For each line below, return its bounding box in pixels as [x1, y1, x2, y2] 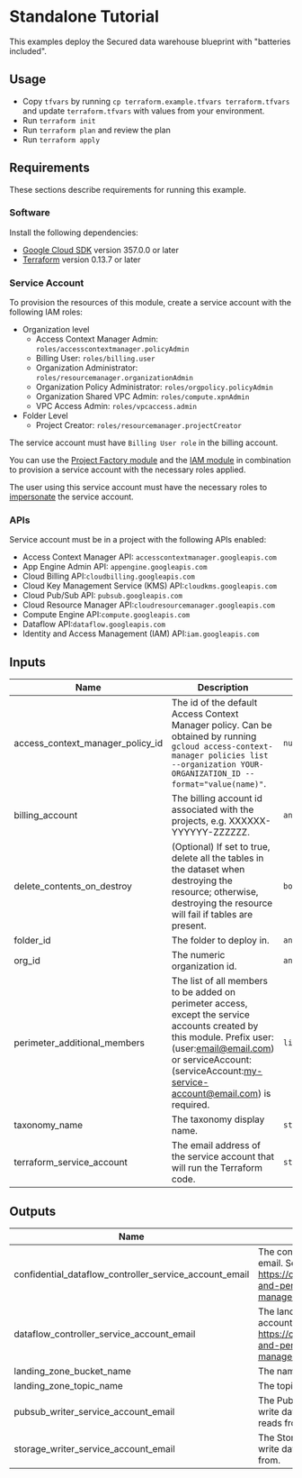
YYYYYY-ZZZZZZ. [171, 826, 250, 839]
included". [9, 45, 48, 56]
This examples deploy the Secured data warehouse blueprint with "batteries [9, 36, 291, 47]
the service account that [171, 1151, 274, 1163]
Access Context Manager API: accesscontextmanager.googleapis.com [22, 552, 277, 562]
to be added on [171, 986, 236, 999]
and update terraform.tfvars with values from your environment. [22, 105, 265, 116]
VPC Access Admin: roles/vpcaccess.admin [35, 401, 198, 412]
